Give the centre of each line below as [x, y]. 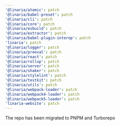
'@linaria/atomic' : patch [32, 10]
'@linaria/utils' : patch [31, 85]
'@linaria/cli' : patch [29, 19]
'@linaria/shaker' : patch [32, 71]
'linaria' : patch [23, 43]
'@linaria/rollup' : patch [32, 61]
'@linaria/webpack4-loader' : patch [42, 94]
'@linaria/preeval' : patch [33, 52]
